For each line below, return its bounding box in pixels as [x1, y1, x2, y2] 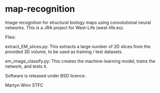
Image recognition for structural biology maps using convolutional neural [5, 19, 151, 25]
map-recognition [5, 3, 75, 15]
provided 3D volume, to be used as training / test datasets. [5, 49, 123, 55]
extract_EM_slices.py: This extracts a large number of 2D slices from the [5, 43, 151, 49]
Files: [5, 34, 16, 40]
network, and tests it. [5, 63, 48, 69]
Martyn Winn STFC [5, 82, 44, 88]
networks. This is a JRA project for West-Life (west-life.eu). [5, 24, 124, 30]
